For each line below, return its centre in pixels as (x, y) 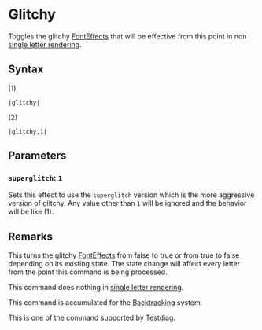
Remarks (31, 236)
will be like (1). (31, 212)
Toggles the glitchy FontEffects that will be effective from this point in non (127, 36)
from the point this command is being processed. (88, 272)
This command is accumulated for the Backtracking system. (105, 302)
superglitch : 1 (35, 178)
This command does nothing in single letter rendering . (96, 288)
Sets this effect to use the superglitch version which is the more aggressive (131, 195)
